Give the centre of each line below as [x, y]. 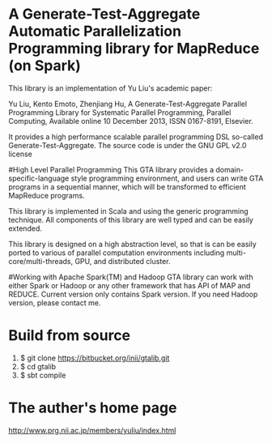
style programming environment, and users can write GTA [167, 178]
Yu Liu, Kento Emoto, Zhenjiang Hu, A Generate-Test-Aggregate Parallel [128, 104]
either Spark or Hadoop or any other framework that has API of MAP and [130, 285]
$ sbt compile [43, 375]
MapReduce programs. [47, 195]
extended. [25, 228]
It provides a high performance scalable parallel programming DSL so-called [136, 136]
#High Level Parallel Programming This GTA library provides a [111, 169]
